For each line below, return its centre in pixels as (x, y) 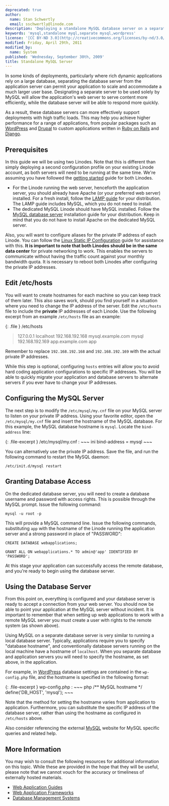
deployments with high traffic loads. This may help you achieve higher (78, 118)
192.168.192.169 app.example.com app (57, 341)
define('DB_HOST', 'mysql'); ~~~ (39, 693)
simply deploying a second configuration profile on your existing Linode (79, 167)
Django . (13, 134)
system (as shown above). (32, 625)
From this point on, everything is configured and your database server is (80, 599)
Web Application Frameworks (43, 793)
